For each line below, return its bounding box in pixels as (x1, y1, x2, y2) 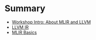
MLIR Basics (11, 29, 37, 35)
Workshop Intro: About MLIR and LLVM (11, 19, 91, 25)
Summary (4, 3, 45, 14)
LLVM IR (11, 24, 29, 30)
